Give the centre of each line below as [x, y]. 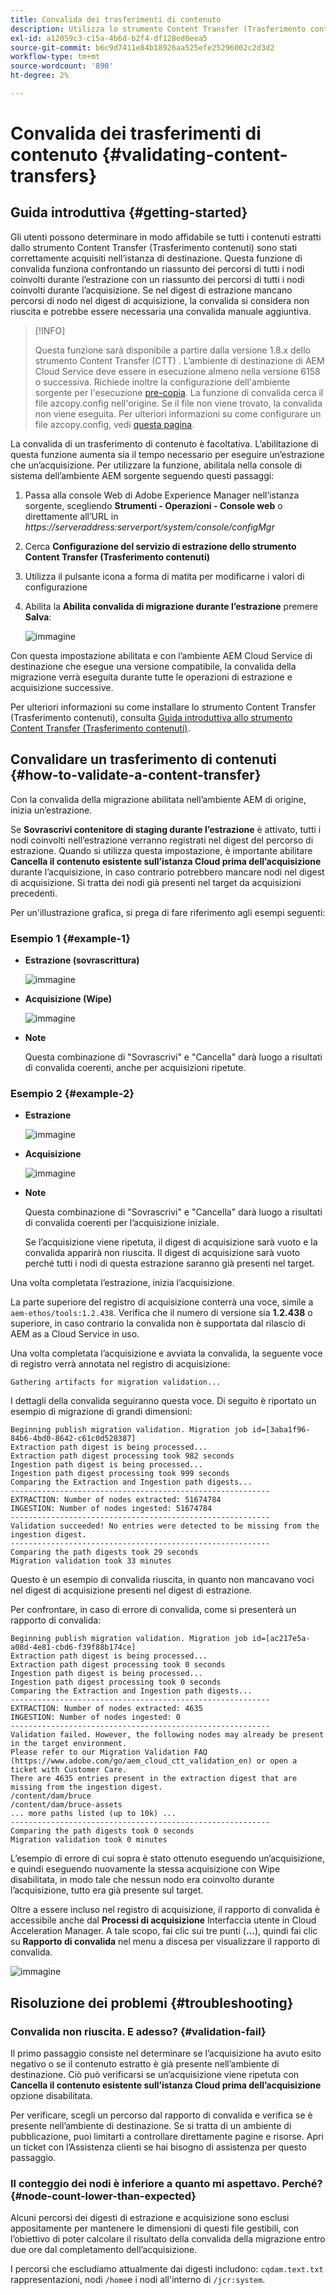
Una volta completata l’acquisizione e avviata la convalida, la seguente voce [166, 1353]
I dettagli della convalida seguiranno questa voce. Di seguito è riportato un [163, 1401]
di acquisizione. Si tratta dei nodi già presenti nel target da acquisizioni [156, 882]
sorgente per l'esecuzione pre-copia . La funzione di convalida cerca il [179, 392]
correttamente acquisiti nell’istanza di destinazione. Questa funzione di [156, 258]
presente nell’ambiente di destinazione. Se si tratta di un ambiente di [151, 2125]
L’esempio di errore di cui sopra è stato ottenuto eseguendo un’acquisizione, [168, 1858]
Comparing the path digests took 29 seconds [104, 1552]
